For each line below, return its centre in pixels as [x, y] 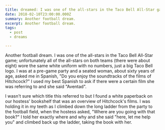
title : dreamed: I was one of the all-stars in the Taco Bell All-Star [80, 10]
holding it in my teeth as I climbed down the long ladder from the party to [79, 106]
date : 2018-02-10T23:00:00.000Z [38, 14]
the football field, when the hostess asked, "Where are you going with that [80, 111]
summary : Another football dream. [41, 19]
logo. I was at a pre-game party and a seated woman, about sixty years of [80, 71]
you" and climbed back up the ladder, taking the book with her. [69, 122]
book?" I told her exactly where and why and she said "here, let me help [78, 117]
